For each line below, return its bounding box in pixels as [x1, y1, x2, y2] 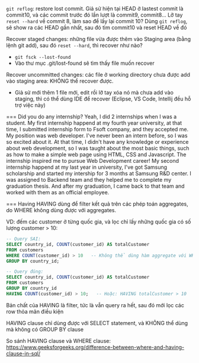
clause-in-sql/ [6, 350, 41, 357]
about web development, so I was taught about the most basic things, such [6, 145, 190, 151]
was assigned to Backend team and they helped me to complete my [6, 176, 172, 183]
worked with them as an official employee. [6, 189, 110, 195]
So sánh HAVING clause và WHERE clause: [6, 337, 111, 344]
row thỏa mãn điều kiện [6, 308, 64, 315]
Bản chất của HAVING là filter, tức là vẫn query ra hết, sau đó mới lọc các [6, 301, 185, 308]
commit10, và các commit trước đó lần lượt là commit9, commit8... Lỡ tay [6, 11, 183, 18]
